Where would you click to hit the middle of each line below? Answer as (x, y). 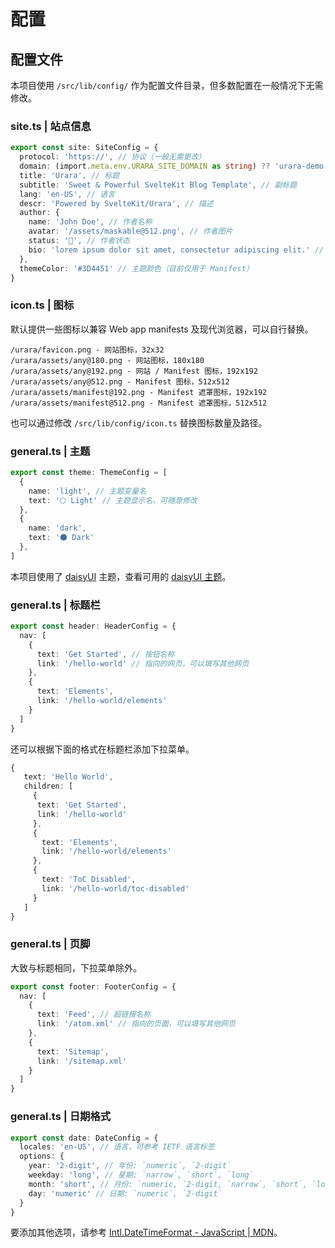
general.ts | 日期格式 (61, 1117)
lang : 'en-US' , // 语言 (67, 194)
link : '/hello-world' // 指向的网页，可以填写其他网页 (143, 663)
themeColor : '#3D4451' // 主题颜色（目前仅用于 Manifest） (136, 268)
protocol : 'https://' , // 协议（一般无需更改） (113, 157)
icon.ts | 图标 (42, 305)
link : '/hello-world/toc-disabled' (115, 888)
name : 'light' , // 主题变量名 (87, 491)
